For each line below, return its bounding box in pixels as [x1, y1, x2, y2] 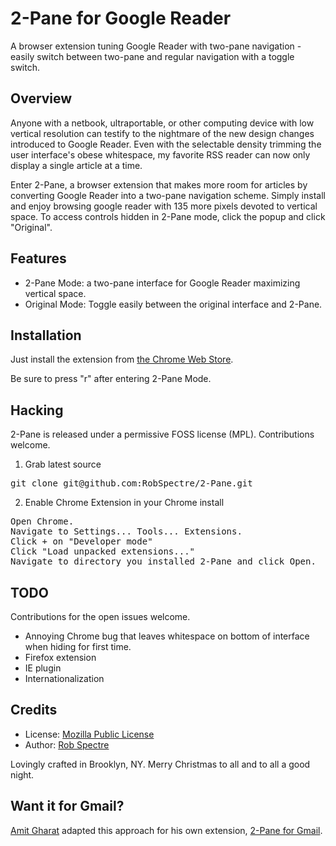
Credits [10, 702, 58, 719]
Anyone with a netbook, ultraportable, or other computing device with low [10, 117, 315, 129]
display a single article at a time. [10, 159, 143, 171]
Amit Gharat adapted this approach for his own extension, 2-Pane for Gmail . [10, 824, 323, 836]
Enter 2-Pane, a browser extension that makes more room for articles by [10, 178, 308, 191]
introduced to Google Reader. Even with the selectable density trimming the [10, 138, 322, 150]
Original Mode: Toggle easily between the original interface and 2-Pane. [24, 298, 323, 310]
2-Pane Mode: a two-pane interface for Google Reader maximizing [24, 277, 301, 289]
